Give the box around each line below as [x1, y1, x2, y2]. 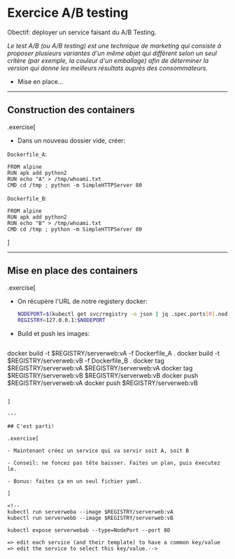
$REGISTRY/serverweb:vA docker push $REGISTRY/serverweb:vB [7, 379, 198, 387]
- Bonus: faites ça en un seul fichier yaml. [7, 478, 142, 485]
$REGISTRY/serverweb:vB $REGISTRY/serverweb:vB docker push [7, 372, 199, 380]
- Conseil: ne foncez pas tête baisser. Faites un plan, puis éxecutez [7, 460, 220, 467]
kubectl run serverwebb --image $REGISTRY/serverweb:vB [7, 515, 173, 522]
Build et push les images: [17, 330, 90, 338]
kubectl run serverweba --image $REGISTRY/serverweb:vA [7, 509, 173, 516]
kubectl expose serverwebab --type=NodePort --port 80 [7, 527, 171, 534]
